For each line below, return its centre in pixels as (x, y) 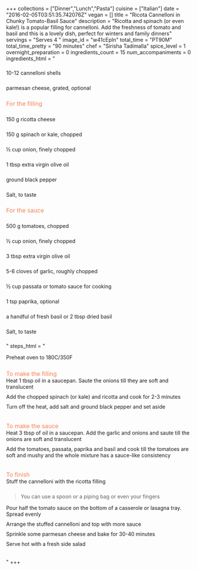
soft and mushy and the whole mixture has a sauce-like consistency (89, 455)
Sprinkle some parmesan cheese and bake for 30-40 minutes (81, 534)
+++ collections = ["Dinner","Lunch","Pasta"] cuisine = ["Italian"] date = (93, 9)
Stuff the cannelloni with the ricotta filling (56, 481)
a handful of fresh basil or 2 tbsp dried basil (59, 317)
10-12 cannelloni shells (34, 73)
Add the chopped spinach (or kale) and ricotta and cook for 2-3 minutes (94, 397)
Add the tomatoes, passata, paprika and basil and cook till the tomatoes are (98, 449)
